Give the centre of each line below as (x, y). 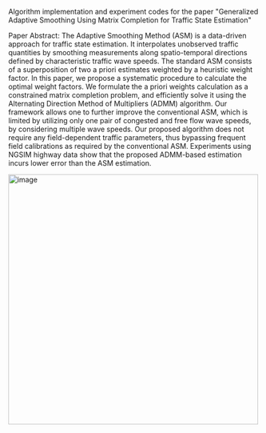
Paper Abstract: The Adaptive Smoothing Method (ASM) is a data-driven (127, 36)
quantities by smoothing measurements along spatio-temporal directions (128, 52)
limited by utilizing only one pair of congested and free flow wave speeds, (130, 120)
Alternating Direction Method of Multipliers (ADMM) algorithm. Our (118, 104)
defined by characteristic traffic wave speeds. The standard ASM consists (130, 61)
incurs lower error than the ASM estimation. (80, 163)
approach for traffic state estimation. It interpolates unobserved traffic (123, 44)
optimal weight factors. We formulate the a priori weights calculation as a (129, 86)
